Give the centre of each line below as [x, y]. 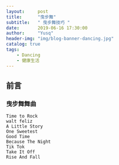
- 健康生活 [28, 60]
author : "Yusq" [30, 33]
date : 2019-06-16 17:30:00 [47, 28]
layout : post [27, 11]
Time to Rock [22, 116]
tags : [13, 50]
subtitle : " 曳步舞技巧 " [38, 22]
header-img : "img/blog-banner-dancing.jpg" [60, 39]
